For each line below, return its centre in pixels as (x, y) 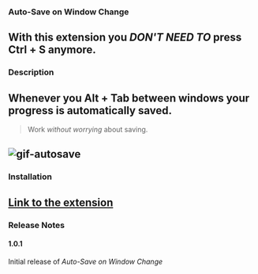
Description (31, 72)
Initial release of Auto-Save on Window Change (86, 261)
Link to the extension (61, 202)
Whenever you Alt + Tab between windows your (129, 98)
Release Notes (37, 225)
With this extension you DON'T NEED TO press (125, 38)
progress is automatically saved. (90, 110)
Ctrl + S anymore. (52, 50)
